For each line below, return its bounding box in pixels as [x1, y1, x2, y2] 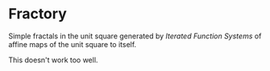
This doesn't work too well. [8, 55, 98, 65]
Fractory [8, 5, 67, 23]
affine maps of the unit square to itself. [8, 39, 137, 49]
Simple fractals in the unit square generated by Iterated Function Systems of [8, 31, 262, 41]
